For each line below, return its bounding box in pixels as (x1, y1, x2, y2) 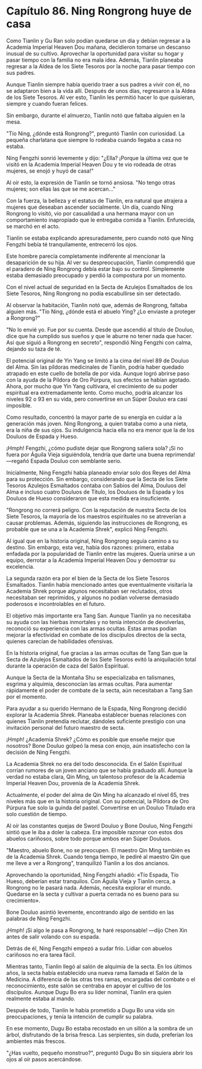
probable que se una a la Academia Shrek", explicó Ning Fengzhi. (6, 525, 169, 532)
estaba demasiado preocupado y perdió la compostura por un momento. (6, 272, 187, 279)
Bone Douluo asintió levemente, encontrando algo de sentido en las (6, 908, 174, 916)
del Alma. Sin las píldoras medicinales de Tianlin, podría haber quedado (6, 363, 184, 371)
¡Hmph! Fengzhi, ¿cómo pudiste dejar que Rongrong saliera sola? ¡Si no (6, 444, 184, 452)
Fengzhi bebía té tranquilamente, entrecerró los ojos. (6, 240, 137, 248)
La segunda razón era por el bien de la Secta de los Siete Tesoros (6, 575, 170, 582)
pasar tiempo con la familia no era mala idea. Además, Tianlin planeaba (6, 56, 183, 63)
